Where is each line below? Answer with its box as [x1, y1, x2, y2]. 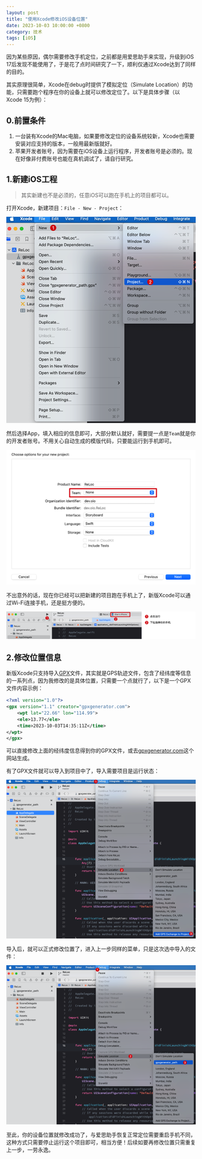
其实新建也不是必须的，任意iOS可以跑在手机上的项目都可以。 [20, 191, 173, 199]
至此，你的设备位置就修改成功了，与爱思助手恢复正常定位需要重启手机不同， [6, 1131, 196, 1138]
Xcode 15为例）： [6, 96, 48, 104]
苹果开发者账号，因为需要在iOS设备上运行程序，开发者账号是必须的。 [14, 148, 188, 155]
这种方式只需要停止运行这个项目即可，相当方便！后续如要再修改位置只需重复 [6, 1139, 196, 1146]
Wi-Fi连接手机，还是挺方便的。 [11, 599, 88, 606]
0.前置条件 [6, 115, 46, 126]
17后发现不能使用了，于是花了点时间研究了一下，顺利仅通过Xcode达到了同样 [6, 61, 196, 68]
